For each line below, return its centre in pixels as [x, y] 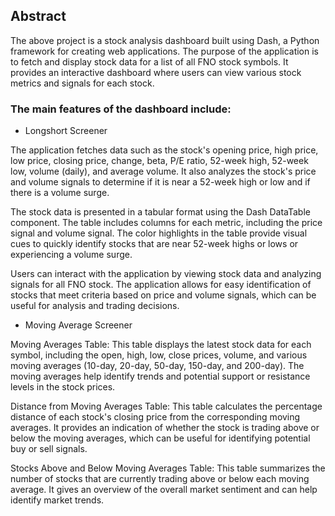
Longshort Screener [66, 131]
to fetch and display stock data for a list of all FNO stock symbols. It [149, 61]
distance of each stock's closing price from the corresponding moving [155, 417]
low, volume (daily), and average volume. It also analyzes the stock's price [163, 171]
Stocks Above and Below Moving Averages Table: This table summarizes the [168, 468]
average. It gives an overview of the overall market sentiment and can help [164, 490]
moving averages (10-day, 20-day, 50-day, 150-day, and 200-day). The [157, 366]
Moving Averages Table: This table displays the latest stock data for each [161, 345]
